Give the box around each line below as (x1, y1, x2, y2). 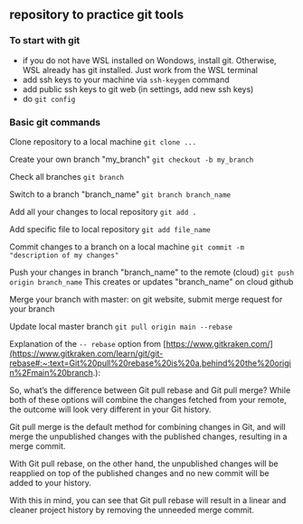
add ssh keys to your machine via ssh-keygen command (22, 74, 230, 85)
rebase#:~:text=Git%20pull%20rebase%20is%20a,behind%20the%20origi (9, 357, 291, 369)
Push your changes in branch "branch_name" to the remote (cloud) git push (9, 267, 295, 277)
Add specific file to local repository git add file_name (9, 223, 211, 234)
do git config (22, 93, 76, 104)
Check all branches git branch (9, 171, 125, 182)
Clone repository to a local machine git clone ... (9, 136, 197, 147)
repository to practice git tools (9, 7, 184, 23)
